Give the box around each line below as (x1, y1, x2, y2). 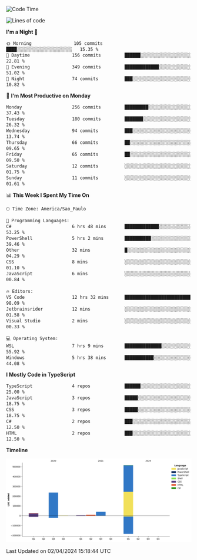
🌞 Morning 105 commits (6, 41, 103, 47)
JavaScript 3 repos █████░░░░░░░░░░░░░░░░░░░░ (6, 395, 191, 401)
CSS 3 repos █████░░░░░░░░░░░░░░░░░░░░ (6, 407, 191, 413)
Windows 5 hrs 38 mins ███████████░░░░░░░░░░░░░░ (6, 355, 191, 361)
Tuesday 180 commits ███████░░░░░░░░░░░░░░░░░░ (6, 116, 191, 122)
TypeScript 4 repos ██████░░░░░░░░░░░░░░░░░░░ (6, 383, 191, 389)
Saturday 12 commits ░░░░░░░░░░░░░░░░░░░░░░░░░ (6, 163, 191, 169)
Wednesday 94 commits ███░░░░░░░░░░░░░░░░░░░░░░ (6, 128, 191, 134)
